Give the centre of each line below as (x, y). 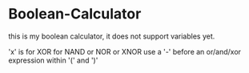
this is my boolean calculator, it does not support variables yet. (112, 36)
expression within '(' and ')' (53, 60)
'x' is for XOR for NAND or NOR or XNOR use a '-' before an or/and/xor (125, 51)
